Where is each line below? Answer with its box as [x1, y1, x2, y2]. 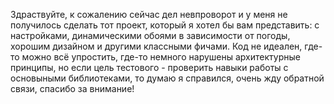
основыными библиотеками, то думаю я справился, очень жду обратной [10, 72, 325, 84]
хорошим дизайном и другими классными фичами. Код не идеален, [10, 40, 303, 52]
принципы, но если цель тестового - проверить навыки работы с [10, 62, 289, 73]
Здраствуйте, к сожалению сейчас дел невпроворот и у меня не [10, 9, 288, 20]
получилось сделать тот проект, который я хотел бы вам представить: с [10, 19, 320, 31]
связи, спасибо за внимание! [10, 83, 135, 94]
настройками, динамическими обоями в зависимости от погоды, [10, 30, 291, 41]
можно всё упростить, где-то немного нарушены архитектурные [21, 51, 301, 63]
